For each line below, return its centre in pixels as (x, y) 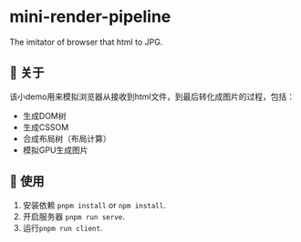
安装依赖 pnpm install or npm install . (94, 205)
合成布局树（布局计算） (67, 138)
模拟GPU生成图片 (55, 150)
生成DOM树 (44, 116)
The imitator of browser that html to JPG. (86, 42)
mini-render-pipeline (90, 17)
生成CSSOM (46, 127)
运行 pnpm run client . (62, 227)
